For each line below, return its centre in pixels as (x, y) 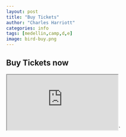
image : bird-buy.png (32, 39)
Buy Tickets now (38, 63)
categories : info (28, 28)
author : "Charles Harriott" (41, 22)
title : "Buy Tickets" (33, 17)
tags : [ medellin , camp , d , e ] (39, 34)
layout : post (22, 12)
